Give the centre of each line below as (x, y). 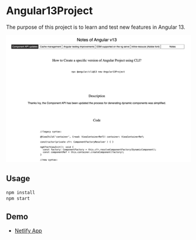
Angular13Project (49, 11)
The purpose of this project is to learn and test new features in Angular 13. (96, 27)
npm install (21, 193)
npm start (18, 199)
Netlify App (28, 231)
